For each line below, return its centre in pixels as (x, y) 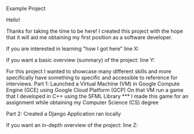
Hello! (13, 20)
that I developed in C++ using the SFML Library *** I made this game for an (97, 96)
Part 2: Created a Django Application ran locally (64, 114)
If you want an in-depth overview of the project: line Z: (72, 125)
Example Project (26, 8)
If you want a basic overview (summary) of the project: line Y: (81, 60)
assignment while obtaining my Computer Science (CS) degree (82, 102)
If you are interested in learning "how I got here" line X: (73, 49)
